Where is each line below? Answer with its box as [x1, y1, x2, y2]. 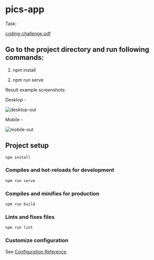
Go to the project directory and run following [5, 45, 149, 54]
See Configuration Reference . [5, 248, 68, 254]
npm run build [5, 202, 36, 207]
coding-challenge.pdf [5, 30, 51, 36]
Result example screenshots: [5, 86, 66, 93]
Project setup [5, 141, 49, 150]
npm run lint [5, 225, 33, 230]
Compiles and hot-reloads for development [5, 166, 115, 174]
